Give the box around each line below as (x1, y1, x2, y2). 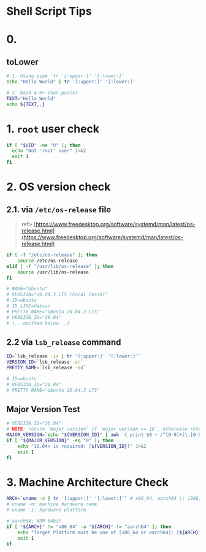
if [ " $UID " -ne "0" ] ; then (6, 142, 81, 148)
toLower (6, 56, 39, 67)
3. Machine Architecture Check (6, 475, 169, 489)
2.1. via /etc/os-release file (6, 204, 112, 215)
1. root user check (6, 121, 100, 136)
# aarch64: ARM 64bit (6, 518, 62, 524)
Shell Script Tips (6, 4, 92, 18)
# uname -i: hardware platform (6, 507, 86, 513)
